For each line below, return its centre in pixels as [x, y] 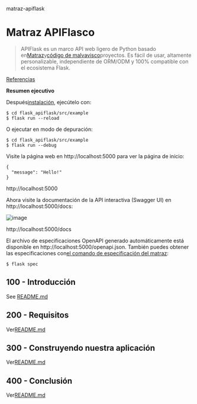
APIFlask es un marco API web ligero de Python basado [88, 49]
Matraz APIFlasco [51, 33]
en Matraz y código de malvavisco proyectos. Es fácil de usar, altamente [106, 55]
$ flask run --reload [33, 118]
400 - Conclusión [39, 381]
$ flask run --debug [32, 145]
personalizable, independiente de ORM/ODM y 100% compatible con [104, 61]
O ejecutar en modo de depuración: [49, 129]
